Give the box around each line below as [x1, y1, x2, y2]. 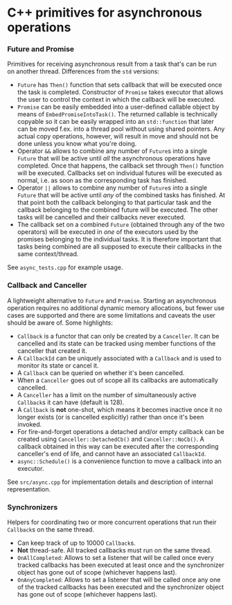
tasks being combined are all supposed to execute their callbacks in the [17, 242, 222, 251]
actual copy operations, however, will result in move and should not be [17, 132, 219, 141]
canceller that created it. [17, 346, 87, 354]
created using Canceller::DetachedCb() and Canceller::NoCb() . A [17, 435, 204, 443]
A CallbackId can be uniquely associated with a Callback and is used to [17, 354, 222, 362]
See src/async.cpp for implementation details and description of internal [7, 478, 213, 486]
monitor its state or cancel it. [17, 361, 99, 370]
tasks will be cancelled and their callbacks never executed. [17, 213, 186, 222]
